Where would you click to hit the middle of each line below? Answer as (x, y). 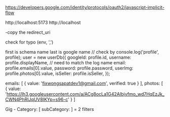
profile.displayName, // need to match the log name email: (66, 63)
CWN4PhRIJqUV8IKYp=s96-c (37, 99)
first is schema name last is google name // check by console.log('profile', (82, 52)
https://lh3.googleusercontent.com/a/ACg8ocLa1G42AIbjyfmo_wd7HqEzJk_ (86, 94)
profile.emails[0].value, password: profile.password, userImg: (69, 68)
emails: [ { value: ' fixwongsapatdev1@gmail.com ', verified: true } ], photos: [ (84, 83)
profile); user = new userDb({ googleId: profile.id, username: (68, 57)
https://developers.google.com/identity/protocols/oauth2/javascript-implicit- (85, 7)
